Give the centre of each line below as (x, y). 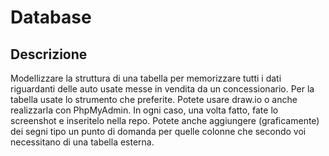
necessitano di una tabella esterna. (82, 142)
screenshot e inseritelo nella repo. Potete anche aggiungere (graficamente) (165, 120)
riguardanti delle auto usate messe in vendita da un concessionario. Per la (162, 89)
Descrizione (49, 54)
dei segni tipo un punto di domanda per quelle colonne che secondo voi (158, 131)
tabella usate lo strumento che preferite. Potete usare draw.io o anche (154, 99)
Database (51, 17)
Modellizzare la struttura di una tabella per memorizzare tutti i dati (146, 78)
